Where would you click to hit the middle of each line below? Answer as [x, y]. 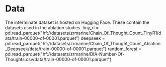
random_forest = [124, 49]
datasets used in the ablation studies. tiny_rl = [52, 27]
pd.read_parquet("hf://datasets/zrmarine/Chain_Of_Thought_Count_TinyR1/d [83, 33]
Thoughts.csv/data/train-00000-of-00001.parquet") [58, 59]
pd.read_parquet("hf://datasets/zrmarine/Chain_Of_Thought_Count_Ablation [83, 43]
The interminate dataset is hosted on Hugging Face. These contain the [77, 22]
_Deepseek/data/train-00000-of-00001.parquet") [56, 49]
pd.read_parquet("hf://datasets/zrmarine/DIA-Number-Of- [65, 54]
